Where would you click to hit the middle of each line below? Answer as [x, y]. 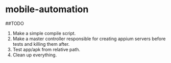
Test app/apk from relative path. [46, 49]
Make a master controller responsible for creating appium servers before [89, 39]
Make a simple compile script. [44, 33]
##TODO [15, 23]
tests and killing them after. [41, 44]
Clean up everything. [35, 55]
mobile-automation [47, 9]
